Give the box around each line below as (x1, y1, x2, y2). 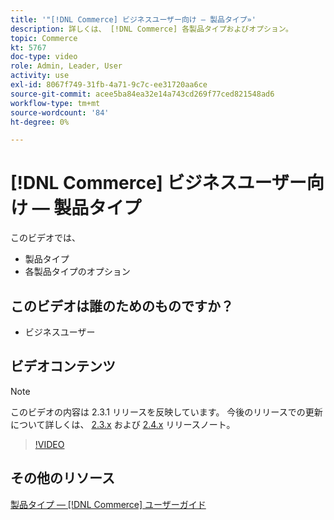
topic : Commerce (10, 33, 78, 43)
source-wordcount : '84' (10, 107, 110, 118)
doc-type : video (10, 52, 78, 62)
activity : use (10, 71, 70, 81)
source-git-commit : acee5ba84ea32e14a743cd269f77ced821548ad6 (10, 89, 275, 99)
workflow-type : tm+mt (10, 98, 101, 108)
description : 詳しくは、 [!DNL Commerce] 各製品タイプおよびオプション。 (10, 24, 293, 34)
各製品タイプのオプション (24, 266, 131, 278)
